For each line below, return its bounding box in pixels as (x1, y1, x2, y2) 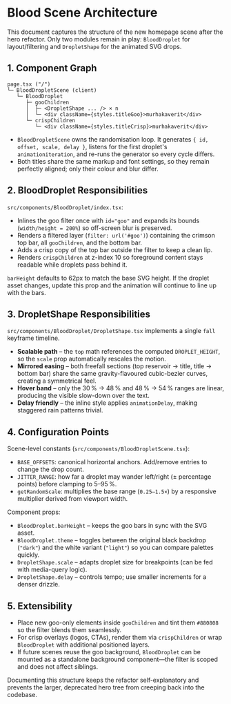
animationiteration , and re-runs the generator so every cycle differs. (17, 150, 215, 158)
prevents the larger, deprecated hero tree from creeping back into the (7, 683, 205, 692)
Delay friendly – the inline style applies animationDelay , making (17, 399, 198, 407)
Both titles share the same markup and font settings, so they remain (17, 157, 210, 165)
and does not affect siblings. (17, 663, 99, 671)
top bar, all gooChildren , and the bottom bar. (17, 238, 143, 247)
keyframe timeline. (7, 334, 60, 343)
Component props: (7, 508, 61, 516)
